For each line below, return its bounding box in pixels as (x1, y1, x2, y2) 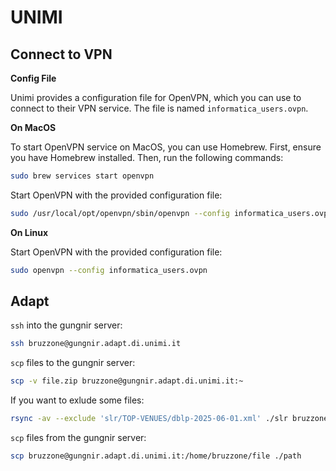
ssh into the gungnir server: (10, 319, 123, 331)
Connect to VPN (10, 46, 113, 63)
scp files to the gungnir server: (10, 357, 136, 369)
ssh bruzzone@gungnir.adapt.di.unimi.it (10, 339, 182, 349)
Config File (10, 72, 57, 84)
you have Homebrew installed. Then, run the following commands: (10, 152, 284, 163)
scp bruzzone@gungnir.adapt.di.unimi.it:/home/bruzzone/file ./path (10, 451, 302, 461)
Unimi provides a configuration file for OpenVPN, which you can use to (10, 92, 302, 103)
